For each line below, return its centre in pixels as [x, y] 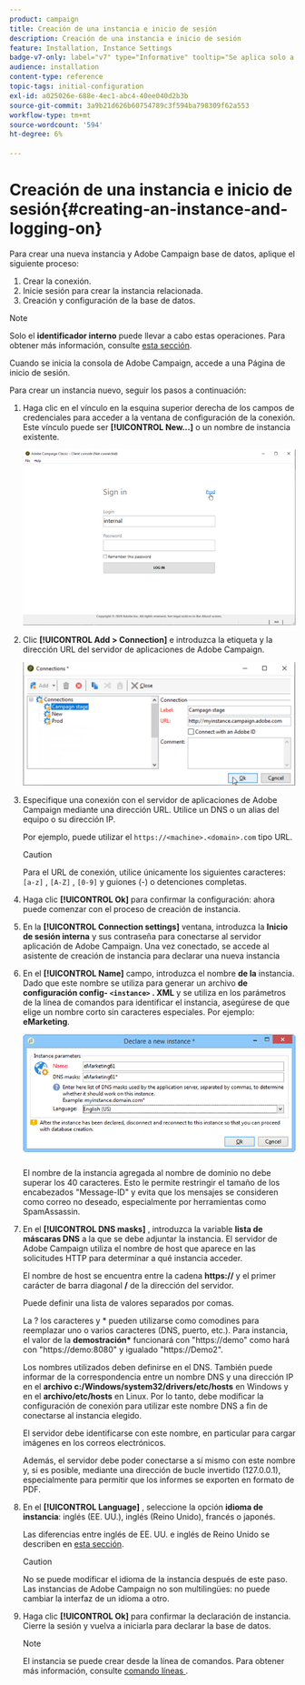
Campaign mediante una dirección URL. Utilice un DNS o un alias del [151, 810]
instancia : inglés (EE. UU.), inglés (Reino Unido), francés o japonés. [149, 1517]
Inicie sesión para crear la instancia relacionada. [113, 290]
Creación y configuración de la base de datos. [109, 300]
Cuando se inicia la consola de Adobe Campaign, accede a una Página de [148, 363]
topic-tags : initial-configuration [77, 86]
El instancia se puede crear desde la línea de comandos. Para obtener [153, 1661]
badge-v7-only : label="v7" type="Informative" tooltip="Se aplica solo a [152, 58]
